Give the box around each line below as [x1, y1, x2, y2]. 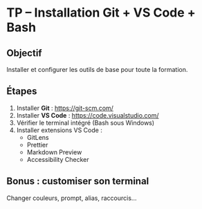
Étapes [6, 85, 37, 98]
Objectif [6, 47, 42, 59]
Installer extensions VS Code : [16, 126, 103, 134]
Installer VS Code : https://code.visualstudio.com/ [16, 111, 160, 119]
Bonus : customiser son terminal [6, 175, 149, 188]
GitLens [26, 133, 49, 141]
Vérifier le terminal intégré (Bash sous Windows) [16, 118, 155, 127]
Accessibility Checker [26, 155, 89, 163]
